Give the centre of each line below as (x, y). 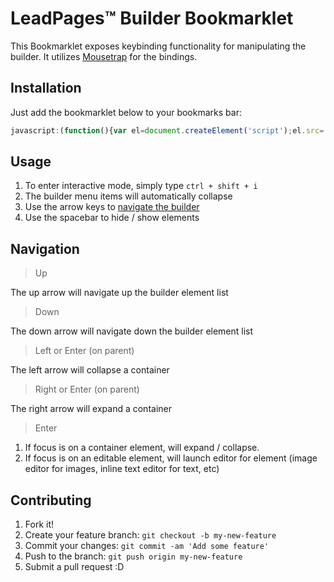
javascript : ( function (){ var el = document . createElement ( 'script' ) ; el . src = (167, 130)
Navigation (45, 248)
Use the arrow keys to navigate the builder (112, 207)
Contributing (51, 500)
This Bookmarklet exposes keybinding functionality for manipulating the (158, 46)
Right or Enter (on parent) (87, 389)
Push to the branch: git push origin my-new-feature (133, 556)
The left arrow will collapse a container (90, 370)
